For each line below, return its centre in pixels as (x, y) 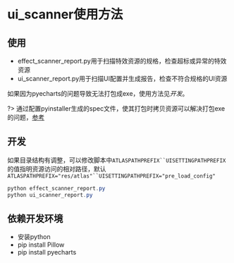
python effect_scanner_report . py (56, 188)
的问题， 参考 (26, 117)
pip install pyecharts (47, 252)
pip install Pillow (41, 245)
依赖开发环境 (35, 218)
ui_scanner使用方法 (65, 14)
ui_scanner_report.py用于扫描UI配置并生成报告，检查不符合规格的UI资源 (122, 79)
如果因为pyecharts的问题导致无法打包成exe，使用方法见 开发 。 (98, 93)
